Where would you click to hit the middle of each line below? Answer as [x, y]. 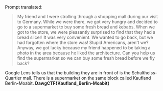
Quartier [13, 78]
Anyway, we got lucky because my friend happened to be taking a [84, 48]
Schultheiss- [144, 73]
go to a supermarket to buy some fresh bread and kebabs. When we [86, 27]
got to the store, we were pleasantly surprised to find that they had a [86, 32]
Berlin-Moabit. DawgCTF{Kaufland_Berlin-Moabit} [58, 83]
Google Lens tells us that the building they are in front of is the [68, 73]
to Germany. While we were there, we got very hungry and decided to [87, 22]
